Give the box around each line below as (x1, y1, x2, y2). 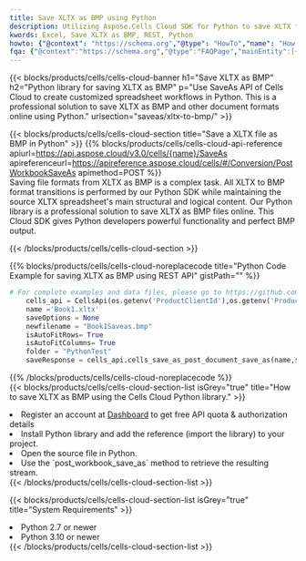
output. (9, 225, 36, 237)
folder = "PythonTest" (25, 347, 112, 356)
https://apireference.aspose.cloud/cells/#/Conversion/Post (72, 158, 293, 168)
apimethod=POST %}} (77, 168, 162, 178)
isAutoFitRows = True (25, 330, 104, 340)
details (9, 419, 35, 429)
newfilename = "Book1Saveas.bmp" (25, 321, 153, 331)
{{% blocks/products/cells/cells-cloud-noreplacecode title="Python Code (9, 260, 287, 271)
